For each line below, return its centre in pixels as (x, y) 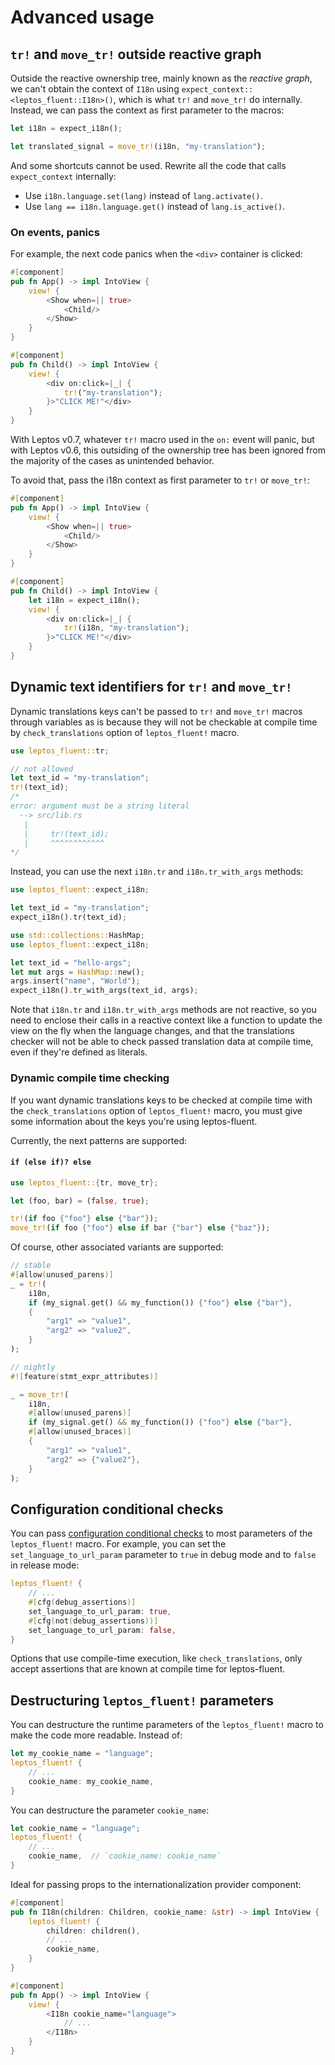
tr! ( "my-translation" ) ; (113, 392)
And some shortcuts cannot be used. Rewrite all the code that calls (148, 165)
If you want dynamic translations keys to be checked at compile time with (161, 1100)
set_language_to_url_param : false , (102, 1630)
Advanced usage (82, 17)
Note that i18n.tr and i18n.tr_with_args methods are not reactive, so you (163, 1010)
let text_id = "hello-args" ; (71, 962)
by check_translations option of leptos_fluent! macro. (125, 732)
